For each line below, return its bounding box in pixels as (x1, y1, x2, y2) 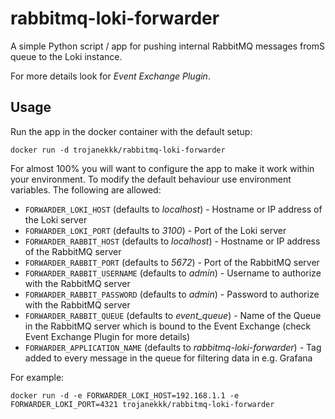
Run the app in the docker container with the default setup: (10, 125, 253, 137)
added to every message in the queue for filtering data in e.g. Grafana (24, 352, 313, 364)
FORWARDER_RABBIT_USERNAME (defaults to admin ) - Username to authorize (24, 267, 322, 279)
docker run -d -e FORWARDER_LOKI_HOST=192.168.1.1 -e (10, 390, 240, 401)
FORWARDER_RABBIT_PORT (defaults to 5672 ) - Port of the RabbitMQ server (24, 256, 320, 268)
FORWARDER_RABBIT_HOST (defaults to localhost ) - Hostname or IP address (24, 235, 321, 247)
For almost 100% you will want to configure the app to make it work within (10, 162, 315, 174)
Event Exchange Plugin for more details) (24, 330, 191, 342)
